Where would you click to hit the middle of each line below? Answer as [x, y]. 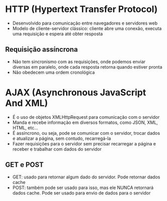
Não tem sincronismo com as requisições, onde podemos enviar [79, 62]
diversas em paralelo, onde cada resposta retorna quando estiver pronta [87, 67]
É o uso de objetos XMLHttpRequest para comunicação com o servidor [86, 117]
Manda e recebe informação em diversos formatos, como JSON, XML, [85, 122]
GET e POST [25, 165]
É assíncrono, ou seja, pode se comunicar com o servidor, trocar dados [86, 133]
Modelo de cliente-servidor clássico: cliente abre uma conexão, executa [87, 28]
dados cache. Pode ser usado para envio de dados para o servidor [81, 193]
